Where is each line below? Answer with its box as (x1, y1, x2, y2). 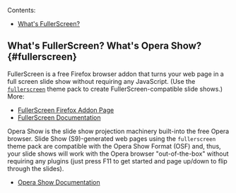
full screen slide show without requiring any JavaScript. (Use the (7, 77, 196, 85)
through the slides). (7, 164, 64, 173)
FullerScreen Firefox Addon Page (17, 106, 114, 114)
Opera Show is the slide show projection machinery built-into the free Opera (7, 127, 230, 135)
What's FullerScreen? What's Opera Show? (7, 40, 202, 52)
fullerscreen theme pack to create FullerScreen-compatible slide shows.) (7, 85, 223, 93)
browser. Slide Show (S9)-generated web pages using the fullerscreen (7, 134, 216, 143)
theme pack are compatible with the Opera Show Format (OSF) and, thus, (7, 142, 221, 150)
